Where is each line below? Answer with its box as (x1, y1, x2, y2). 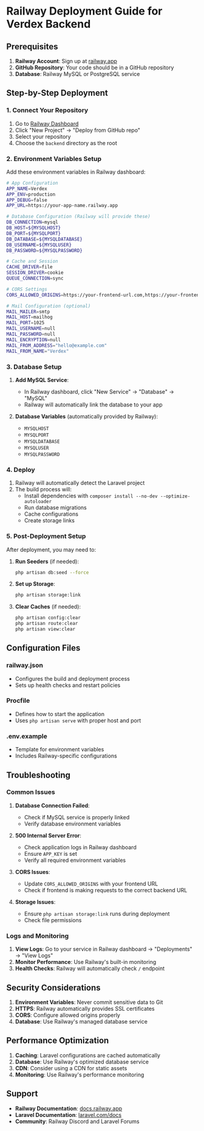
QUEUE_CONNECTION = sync (6, 275, 64, 282)
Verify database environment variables (24, 820, 121, 827)
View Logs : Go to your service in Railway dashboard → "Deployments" (15, 946, 192, 953)
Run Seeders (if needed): (15, 558, 79, 565)
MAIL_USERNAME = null (6, 326, 56, 332)
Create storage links (24, 517, 75, 524)
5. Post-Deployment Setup (6, 532, 86, 541)
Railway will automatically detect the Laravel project (15, 479, 145, 487)
